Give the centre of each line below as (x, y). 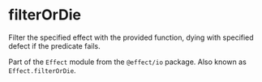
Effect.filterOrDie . (42, 70)
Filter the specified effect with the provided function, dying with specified (131, 37)
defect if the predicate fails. (54, 45)
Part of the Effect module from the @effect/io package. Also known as (128, 62)
